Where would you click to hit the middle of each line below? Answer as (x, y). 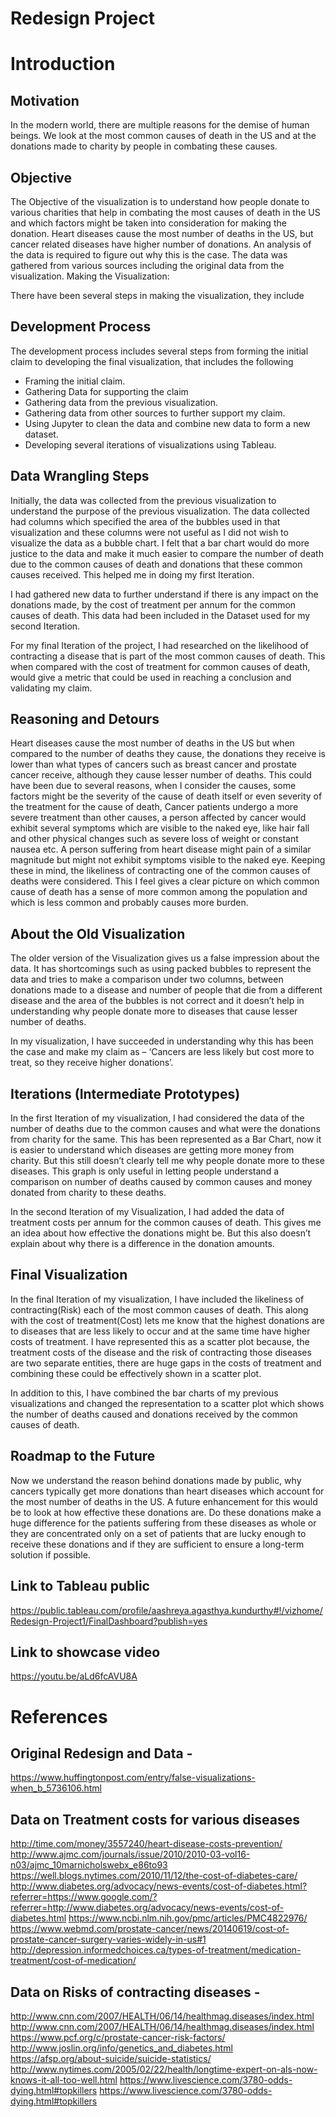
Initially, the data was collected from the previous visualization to (143, 500)
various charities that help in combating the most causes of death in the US (165, 212)
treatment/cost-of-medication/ (73, 1961)
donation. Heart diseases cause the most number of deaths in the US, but (162, 233)
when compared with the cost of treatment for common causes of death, (160, 666)
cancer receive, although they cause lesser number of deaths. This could (161, 775)
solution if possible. (50, 1554)
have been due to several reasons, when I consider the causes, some (153, 786)
